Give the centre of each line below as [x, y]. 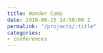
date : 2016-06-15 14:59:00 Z [49, 20]
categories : [24, 33]
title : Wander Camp [35, 13]
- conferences [27, 39]
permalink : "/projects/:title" [52, 26]
